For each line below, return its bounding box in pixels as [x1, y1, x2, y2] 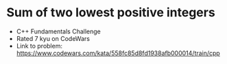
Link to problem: [16, 42, 63, 50]
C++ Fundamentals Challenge [16, 27, 101, 35]
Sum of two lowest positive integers [6, 5, 215, 20]
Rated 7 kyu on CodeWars [16, 34, 91, 42]
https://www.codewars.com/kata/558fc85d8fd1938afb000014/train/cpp [16, 49, 220, 57]
